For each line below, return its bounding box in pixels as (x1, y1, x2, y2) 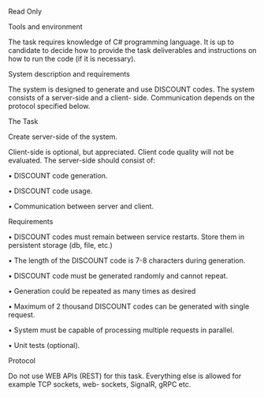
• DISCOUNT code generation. (8, 171, 108, 180)
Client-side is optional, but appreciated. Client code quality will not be (8, 148, 234, 156)
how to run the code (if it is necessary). (8, 54, 136, 63)
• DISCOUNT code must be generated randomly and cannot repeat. (8, 272, 229, 280)
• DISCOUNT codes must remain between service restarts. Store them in (8, 232, 245, 242)
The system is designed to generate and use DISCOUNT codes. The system (8, 84, 255, 94)
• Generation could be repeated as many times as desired (8, 287, 196, 295)
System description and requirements (8, 69, 130, 78)
